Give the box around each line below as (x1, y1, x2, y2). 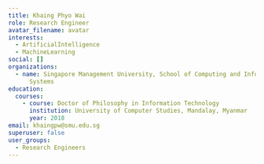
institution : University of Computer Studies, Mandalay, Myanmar (28, 107, 247, 115)
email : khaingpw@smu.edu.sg (8, 121, 101, 129)
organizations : (8, 63, 58, 71)
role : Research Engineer (8, 19, 90, 27)
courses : (15, 92, 44, 100)
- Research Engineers (15, 143, 86, 151)
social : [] (8, 56, 44, 64)
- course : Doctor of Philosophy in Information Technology (22, 99, 220, 107)
